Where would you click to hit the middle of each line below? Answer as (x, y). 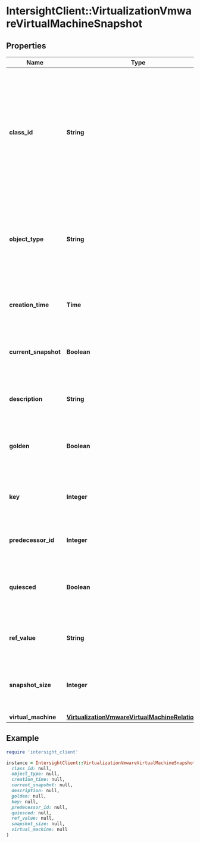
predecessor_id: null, (40, 807)
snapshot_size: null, (38, 824)
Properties (26, 46)
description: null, (36, 791)
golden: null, (29, 796)
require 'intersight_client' (42, 752)
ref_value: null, (33, 819)
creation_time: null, (38, 780)
